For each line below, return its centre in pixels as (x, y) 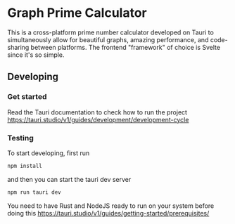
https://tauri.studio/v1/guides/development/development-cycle (98, 119)
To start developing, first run (49, 153)
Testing (20, 138)
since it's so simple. (36, 55)
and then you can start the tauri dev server (69, 179)
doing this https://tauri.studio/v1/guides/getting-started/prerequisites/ (108, 213)
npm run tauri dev (34, 192)
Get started (27, 97)
